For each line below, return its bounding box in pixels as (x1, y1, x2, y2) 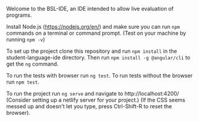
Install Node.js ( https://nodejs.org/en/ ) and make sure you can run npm (6, 23, 180, 30)
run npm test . (6, 78, 40, 85)
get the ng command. (6, 60, 59, 67)
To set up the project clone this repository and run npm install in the (6, 47, 177, 55)
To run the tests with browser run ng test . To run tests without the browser (6, 72, 193, 79)
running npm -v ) (6, 36, 45, 43)
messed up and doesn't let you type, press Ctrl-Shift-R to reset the (6, 103, 172, 110)
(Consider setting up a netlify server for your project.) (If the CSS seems (6, 96, 186, 103)
